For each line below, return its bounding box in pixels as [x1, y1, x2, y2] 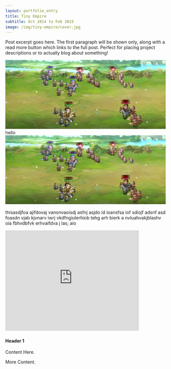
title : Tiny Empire [5, 13, 47, 19]
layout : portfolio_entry [5, 8, 58, 13]
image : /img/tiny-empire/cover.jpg [5, 24, 81, 30]
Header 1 [5, 337, 24, 344]
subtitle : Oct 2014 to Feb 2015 [5, 19, 74, 24]
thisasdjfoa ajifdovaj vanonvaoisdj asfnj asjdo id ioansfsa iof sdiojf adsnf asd [5, 209, 166, 215]
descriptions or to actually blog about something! [5, 50, 108, 56]
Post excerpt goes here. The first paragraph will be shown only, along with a [5, 39, 165, 45]
